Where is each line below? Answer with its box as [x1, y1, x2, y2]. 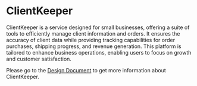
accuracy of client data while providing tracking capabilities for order [6, 36, 176, 43]
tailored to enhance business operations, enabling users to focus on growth [6, 49, 192, 56]
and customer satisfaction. [6, 55, 71, 62]
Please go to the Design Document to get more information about [6, 66, 167, 74]
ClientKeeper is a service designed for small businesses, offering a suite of [6, 24, 190, 31]
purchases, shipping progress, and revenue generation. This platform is [6, 43, 182, 50]
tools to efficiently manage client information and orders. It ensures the [6, 30, 180, 37]
